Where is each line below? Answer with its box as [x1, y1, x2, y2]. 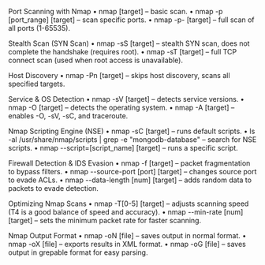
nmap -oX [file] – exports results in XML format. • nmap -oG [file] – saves [8, 240, 247, 248]
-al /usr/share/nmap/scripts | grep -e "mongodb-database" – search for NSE [8, 135, 257, 144]
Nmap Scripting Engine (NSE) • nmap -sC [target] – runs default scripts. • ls [8, 126, 256, 136]
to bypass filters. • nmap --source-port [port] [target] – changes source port [8, 167, 257, 176]
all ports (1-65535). [8, 24, 71, 32]
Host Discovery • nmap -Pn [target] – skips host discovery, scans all [8, 71, 230, 80]
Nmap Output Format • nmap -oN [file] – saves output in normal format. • [8, 231, 247, 240]
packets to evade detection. [8, 184, 99, 192]
